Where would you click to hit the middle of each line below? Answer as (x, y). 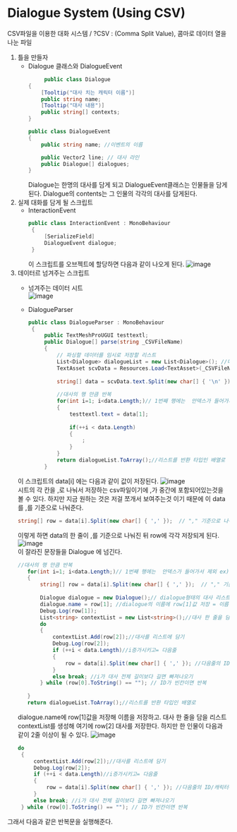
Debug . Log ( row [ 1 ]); (68, 611)
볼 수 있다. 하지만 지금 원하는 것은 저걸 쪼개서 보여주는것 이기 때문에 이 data (121, 498)
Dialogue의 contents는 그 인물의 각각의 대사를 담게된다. (120, 194)
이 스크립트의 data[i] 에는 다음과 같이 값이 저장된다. (88, 481)
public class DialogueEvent (69, 132)
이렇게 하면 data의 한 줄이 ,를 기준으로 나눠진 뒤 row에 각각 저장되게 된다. (119, 535)
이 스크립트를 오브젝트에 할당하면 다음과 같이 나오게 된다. (106, 264)
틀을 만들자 (33, 57)
